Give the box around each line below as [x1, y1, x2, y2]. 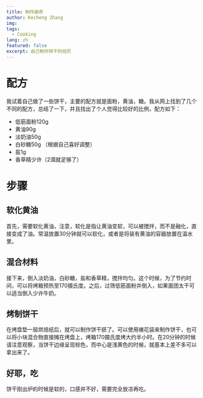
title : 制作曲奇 [6, 8, 43, 15]
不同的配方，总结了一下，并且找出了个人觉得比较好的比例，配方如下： [6, 105, 181, 112]
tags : [6, 25, 20, 32]
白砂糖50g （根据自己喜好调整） [14, 141, 95, 148]
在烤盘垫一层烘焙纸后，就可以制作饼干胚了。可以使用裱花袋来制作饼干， [6, 326, 186, 333]
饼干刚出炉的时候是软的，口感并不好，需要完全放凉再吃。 [6, 385, 149, 393]
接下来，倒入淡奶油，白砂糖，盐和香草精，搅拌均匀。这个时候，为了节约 [6, 274, 186, 282]
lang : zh [6, 37, 28, 43]
